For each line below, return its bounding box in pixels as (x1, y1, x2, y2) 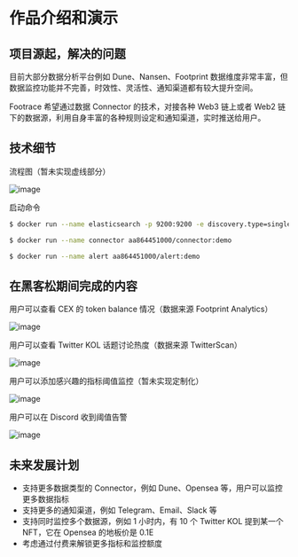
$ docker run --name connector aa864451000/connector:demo (9, 236, 232, 245)
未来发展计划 (9, 458, 80, 473)
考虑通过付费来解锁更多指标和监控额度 (21, 538, 162, 549)
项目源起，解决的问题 (9, 46, 126, 61)
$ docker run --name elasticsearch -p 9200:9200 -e (9, 219, 204, 229)
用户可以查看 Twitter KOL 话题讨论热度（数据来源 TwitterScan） (9, 340, 242, 350)
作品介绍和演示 (9, 8, 119, 28)
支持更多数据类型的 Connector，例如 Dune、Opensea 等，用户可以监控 (21, 482, 284, 493)
